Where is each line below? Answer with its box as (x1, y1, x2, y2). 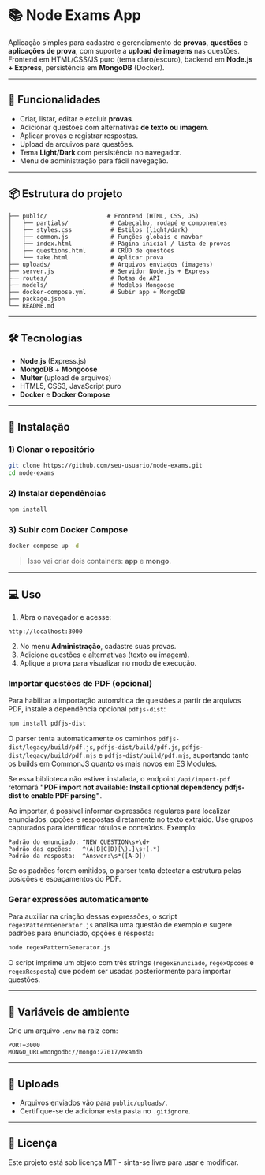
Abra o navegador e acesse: (19, 612, 112, 621)
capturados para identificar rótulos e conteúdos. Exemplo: (8, 823, 197, 833)
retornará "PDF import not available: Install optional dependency (8, 782, 223, 793)
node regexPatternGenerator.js (8, 944, 111, 952)
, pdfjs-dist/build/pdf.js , (92, 742, 181, 752)
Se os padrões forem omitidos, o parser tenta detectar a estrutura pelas (8, 866, 241, 875)
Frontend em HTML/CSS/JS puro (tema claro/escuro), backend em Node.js (8, 54, 253, 64)
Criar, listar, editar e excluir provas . (19, 114, 134, 123)
